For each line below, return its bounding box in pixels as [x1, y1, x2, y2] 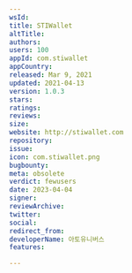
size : [9, 120, 29, 129]
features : [9, 243, 46, 252]
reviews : [9, 111, 41, 120]
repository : [9, 136, 53, 145]
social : [9, 218, 38, 227]
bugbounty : [9, 161, 49, 170]
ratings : [9, 103, 41, 112]
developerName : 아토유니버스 [9, 235, 106, 244]
